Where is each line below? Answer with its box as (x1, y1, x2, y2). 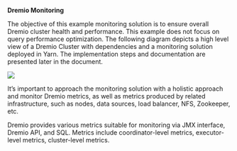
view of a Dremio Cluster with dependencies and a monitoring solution (7, 43, 213, 50)
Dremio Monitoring (7, 6, 65, 14)
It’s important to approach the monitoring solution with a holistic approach (7, 84, 224, 93)
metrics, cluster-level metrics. (22, 136, 110, 144)
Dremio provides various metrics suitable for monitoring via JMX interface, (7, 121, 226, 129)
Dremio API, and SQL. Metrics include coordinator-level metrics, (7, 128, 194, 137)
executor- (195, 128, 225, 137)
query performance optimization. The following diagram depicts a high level (7, 35, 229, 43)
